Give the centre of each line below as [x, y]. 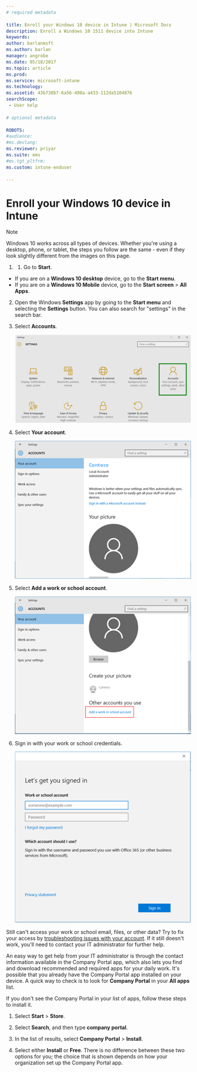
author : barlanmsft [30, 43]
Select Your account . [40, 432]
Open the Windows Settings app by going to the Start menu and [93, 303]
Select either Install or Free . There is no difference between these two [99, 1050]
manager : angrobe [27, 56]
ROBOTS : [16, 130]
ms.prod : [17, 74]
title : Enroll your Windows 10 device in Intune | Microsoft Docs [89, 25]
